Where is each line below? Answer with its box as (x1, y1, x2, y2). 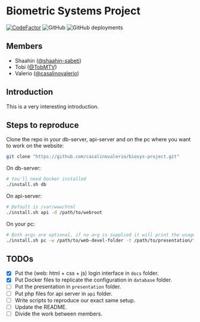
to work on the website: (6, 142, 64, 150)
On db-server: (6, 165, 41, 172)
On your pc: (6, 220, 35, 227)
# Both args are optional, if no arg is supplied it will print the (6, 231, 180, 238)
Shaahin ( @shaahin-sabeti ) (14, 57, 82, 64)
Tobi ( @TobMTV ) (14, 63, 58, 70)
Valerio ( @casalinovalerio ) (14, 70, 79, 77)
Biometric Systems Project (6, 4, 141, 18)
